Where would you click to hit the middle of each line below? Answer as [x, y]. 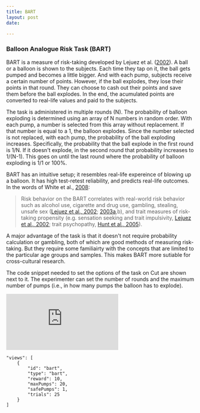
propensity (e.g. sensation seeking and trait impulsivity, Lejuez [115, 218]
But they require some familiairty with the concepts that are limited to [109, 248]
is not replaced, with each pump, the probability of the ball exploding [91, 137]
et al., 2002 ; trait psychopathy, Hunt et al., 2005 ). [81, 224]
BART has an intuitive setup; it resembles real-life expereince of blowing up [99, 174]
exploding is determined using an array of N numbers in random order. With [99, 118]
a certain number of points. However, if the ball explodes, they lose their [95, 81]
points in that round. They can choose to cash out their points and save [94, 87]
